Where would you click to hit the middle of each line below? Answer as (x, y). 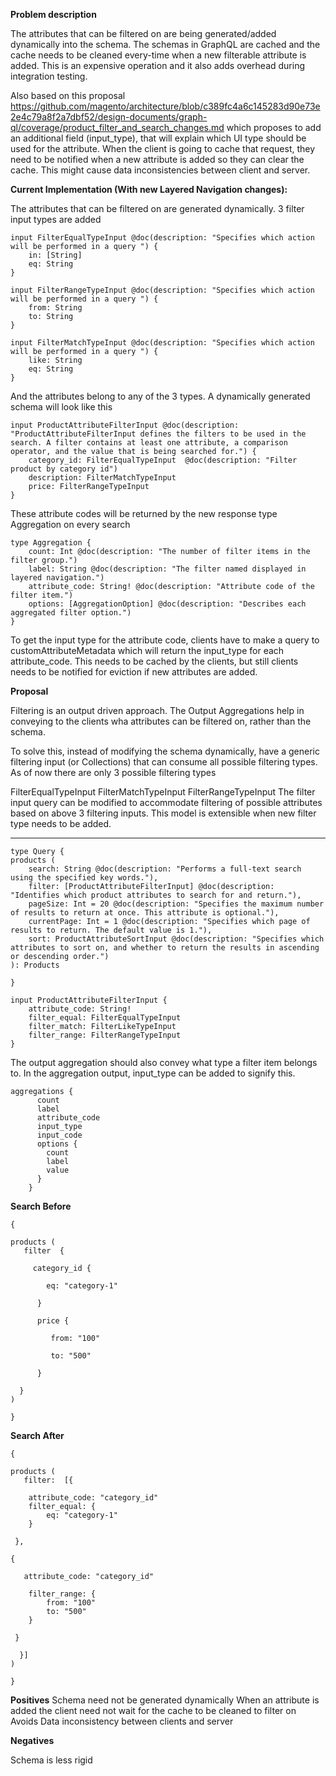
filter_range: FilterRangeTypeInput (105, 1035)
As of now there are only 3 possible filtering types (113, 772)
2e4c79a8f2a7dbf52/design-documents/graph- (109, 117)
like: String (55, 360)
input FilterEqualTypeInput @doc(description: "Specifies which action (162, 238)
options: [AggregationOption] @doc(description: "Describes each (167, 604)
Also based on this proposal (68, 95)
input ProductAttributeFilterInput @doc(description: (125, 425)
